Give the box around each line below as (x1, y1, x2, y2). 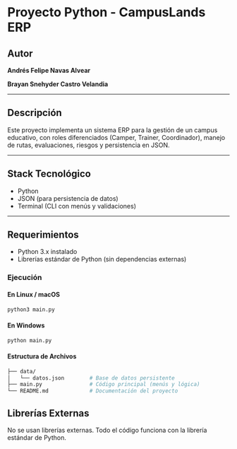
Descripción (7, 107, 62, 119)
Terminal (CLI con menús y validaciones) (17, 202, 136, 210)
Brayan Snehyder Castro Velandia (7, 80, 109, 88)
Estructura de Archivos (7, 352, 77, 361)
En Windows (7, 321, 45, 330)
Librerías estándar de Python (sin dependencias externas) (17, 255, 187, 264)
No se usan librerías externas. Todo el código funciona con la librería (7, 426, 207, 435)
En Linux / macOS (7, 290, 60, 298)
